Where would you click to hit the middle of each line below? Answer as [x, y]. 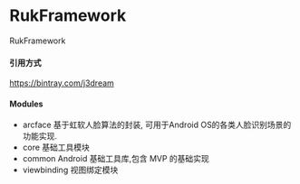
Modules [26, 104]
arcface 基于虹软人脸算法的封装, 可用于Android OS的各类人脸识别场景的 [157, 125]
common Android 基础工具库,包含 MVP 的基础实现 [116, 159]
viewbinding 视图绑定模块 [70, 170]
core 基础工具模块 [56, 147]
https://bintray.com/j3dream [62, 83]
